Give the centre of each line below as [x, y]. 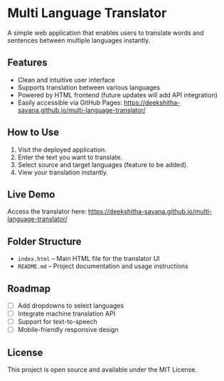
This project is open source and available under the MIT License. [102, 370]
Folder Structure [44, 241]
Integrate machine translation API [66, 313]
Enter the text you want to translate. [70, 157]
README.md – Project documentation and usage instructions [103, 266]
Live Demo [31, 194]
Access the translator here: [47, 212]
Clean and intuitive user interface [66, 80]
